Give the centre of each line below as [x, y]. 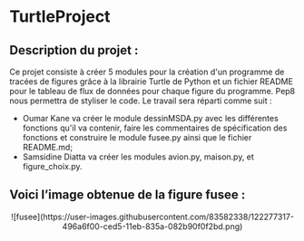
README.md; [48, 147]
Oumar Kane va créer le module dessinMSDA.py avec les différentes [150, 118]
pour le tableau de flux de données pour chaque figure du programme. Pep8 [152, 91]
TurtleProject [60, 17]
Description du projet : [74, 50]
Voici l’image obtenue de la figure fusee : [127, 195]
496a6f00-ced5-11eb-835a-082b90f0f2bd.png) [152, 226]
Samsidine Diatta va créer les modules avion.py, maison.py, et [138, 157]
